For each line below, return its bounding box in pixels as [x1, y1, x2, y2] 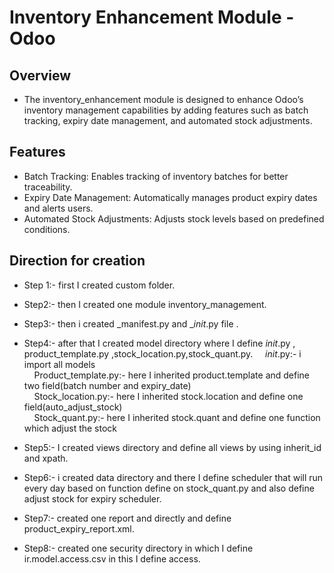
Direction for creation [9, 252, 146, 270]
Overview [9, 67, 72, 84]
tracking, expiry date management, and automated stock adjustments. [23, 115, 313, 126]
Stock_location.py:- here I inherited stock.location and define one [33, 390, 304, 402]
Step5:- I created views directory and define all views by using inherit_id [23, 441, 322, 453]
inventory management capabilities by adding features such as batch [23, 104, 309, 116]
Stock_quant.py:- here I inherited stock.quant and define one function [33, 411, 321, 423]
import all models [23, 358, 96, 370]
